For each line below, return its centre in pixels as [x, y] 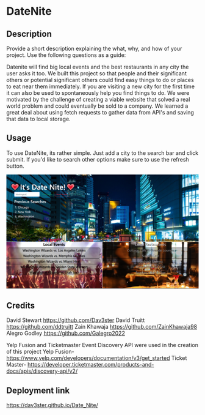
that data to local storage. [39, 119]
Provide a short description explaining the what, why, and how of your [94, 48]
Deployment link [38, 390]
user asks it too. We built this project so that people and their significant [97, 73]
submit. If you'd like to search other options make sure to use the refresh [98, 159]
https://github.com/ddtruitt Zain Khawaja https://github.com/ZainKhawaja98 [102, 327]
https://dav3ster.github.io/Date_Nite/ [52, 405]
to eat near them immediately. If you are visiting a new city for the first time [101, 86]
